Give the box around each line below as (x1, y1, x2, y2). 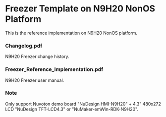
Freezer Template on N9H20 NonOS (5, 3, 155, 14)
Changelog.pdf (5, 42, 43, 49)
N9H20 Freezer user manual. (5, 77, 64, 83)
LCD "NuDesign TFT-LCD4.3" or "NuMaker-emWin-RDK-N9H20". (5, 106, 139, 112)
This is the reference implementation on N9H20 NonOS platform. (5, 30, 138, 36)
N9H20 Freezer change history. (5, 54, 69, 59)
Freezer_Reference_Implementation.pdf (5, 66, 104, 73)
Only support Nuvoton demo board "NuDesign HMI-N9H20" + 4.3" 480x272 (5, 101, 161, 107)
